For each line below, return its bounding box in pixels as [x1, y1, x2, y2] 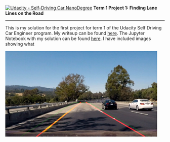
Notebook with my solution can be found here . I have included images [5, 35, 151, 42]
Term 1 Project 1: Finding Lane [93, 5, 158, 11]
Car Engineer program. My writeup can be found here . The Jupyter [5, 30, 145, 36]
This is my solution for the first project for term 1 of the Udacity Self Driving [5, 25, 162, 30]
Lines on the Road [5, 10, 44, 16]
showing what [5, 41, 34, 47]
